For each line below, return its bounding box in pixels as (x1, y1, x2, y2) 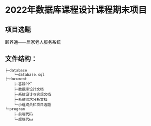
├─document (5, 76, 27, 81)
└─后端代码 (14, 117, 33, 122)
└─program (5, 107, 25, 111)
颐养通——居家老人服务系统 (5, 39, 61, 45)
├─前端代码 (14, 111, 33, 117)
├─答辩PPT (14, 81, 33, 87)
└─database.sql (14, 72, 45, 77)
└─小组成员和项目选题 (14, 102, 51, 107)
